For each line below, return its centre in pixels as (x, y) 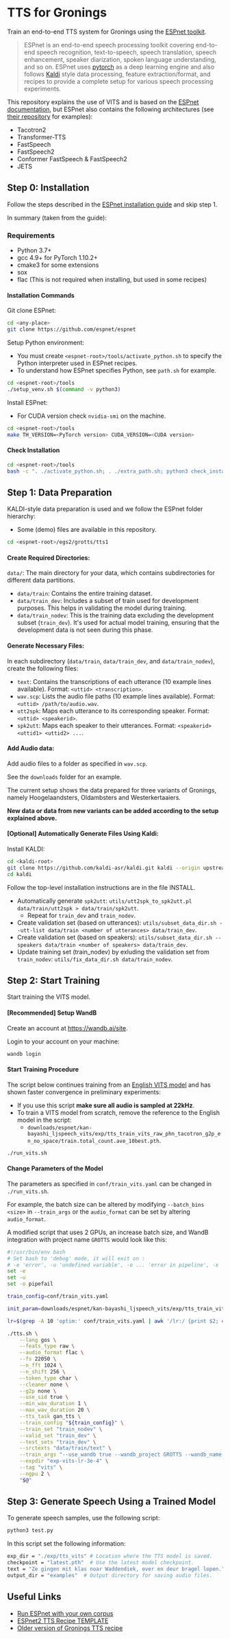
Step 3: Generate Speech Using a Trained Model (112, 1501)
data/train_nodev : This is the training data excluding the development (115, 615)
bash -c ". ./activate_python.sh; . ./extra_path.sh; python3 (98, 471)
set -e (16, 1271)
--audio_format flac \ (52, 1353)
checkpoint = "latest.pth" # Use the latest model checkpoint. (101, 1563)
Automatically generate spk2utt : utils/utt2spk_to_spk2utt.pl (104, 901)
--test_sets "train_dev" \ (58, 1442)
